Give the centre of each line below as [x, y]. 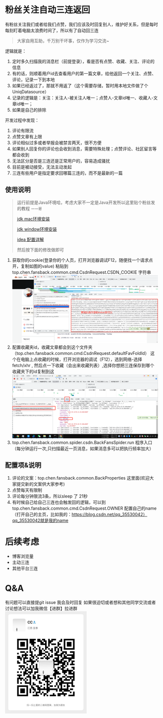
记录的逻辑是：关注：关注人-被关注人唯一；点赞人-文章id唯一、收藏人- [83, 98]
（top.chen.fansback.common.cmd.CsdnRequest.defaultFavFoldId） [81, 353]
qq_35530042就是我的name [40, 520]
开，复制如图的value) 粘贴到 [40, 266]
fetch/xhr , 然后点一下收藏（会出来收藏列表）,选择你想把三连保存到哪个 [83, 366]
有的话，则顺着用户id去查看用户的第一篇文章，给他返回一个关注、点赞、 [84, 73]
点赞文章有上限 [27, 136]
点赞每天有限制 [27, 490]
